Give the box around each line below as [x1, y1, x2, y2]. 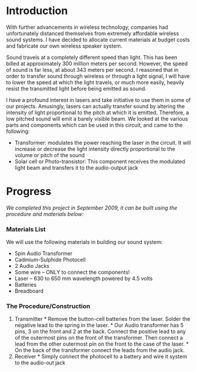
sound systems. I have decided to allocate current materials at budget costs [6, 36, 190, 43]
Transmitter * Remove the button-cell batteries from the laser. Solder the [14, 315, 191, 323]
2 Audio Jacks [14, 263, 50, 270]
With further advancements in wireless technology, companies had [6, 24, 169, 31]
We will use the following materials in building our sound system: [6, 238, 163, 245]
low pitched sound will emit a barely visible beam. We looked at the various [6, 115, 188, 122]
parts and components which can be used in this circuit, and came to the [6, 121, 183, 128]
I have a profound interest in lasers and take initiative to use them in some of [6, 96, 191, 104]
